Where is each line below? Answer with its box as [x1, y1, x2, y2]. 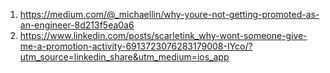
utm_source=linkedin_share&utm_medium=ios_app [19, 51, 230, 63]
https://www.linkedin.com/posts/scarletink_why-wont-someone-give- [19, 30, 308, 41]
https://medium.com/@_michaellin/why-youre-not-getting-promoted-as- [19, 9, 320, 20]
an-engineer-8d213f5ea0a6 [19, 19, 135, 31]
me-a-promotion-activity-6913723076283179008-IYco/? [19, 40, 253, 52]
